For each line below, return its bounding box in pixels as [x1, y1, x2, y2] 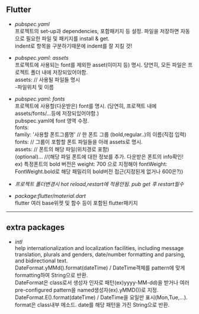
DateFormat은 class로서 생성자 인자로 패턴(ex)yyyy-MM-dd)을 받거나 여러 [14, 278, 190, 286]
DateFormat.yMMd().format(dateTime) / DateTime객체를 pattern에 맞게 [14, 264, 185, 271]
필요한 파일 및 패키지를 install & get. [25, 35, 110, 42]
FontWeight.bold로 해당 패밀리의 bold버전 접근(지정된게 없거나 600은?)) [14, 168, 184, 175]
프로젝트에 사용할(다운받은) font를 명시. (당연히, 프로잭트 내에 [14, 102, 157, 109]
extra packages [6, 222, 65, 233]
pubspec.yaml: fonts [14, 95, 65, 102]
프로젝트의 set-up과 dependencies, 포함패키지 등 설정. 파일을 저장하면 [14, 27, 179, 34]
